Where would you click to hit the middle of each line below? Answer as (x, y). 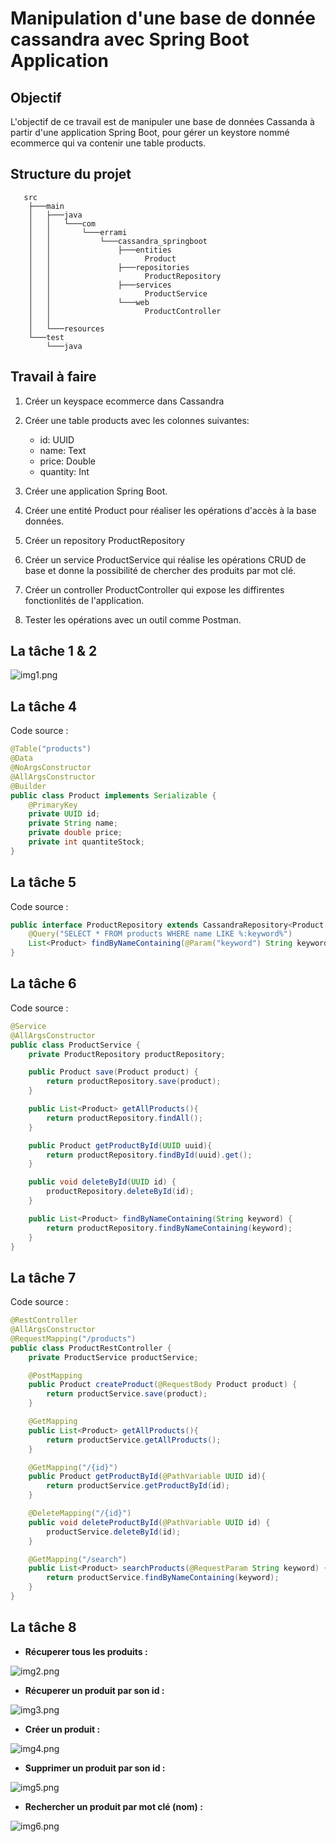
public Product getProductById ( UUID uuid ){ (120, 1145)
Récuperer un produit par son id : (94, 1690)
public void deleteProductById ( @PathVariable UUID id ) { (149, 1522)
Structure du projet (71, 174)
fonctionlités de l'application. (84, 600)
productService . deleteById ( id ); (114, 1532)
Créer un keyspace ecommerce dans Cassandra (124, 401)
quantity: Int (64, 471)
